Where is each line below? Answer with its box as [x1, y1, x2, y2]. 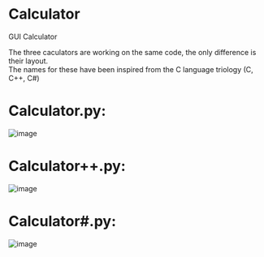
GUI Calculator [8, 32, 58, 41]
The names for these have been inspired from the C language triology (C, [8, 64, 253, 74]
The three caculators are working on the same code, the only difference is [8, 47, 257, 57]
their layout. [8, 56, 49, 66]
